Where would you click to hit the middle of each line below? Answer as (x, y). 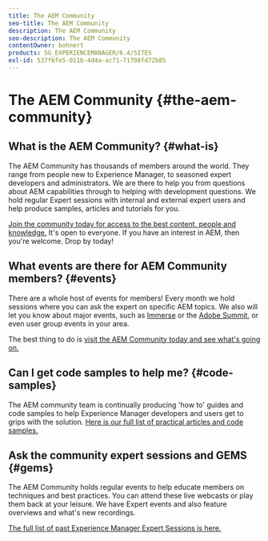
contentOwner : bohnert (46, 46)
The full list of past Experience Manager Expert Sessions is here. (115, 528)
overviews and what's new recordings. (72, 513)
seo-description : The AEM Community (69, 38)
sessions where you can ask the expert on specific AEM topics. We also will (133, 306)
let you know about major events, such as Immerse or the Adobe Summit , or (133, 315)
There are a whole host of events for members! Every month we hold (122, 298)
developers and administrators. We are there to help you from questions (127, 183)
